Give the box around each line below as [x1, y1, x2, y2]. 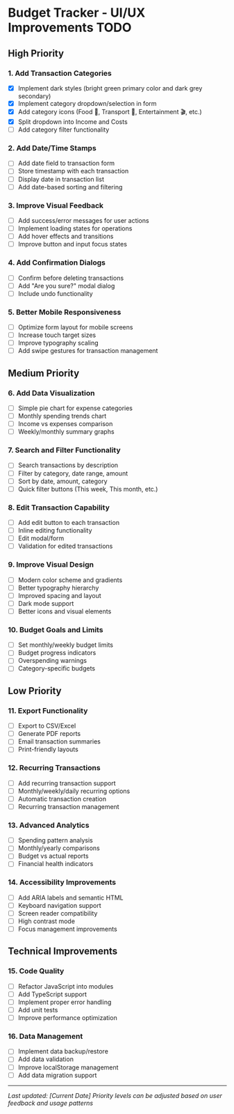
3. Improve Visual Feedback [8, 201, 103, 210]
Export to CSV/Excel [17, 722, 76, 730]
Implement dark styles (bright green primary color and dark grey [17, 84, 203, 92]
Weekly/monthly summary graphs [17, 427, 115, 436]
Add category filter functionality [17, 125, 110, 134]
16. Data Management [8, 1032, 83, 1041]
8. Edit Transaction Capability [8, 503, 110, 512]
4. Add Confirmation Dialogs [8, 258, 106, 267]
